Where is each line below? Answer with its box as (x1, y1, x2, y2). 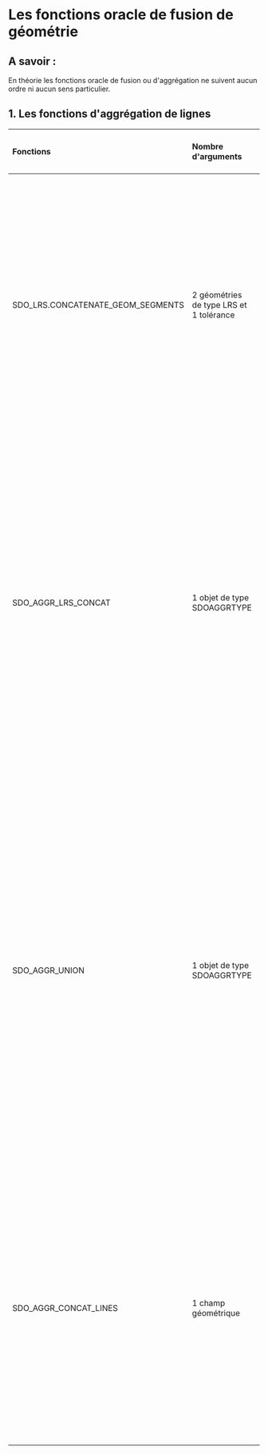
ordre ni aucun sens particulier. (8, 84, 111, 94)
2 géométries (191, 289, 242, 301)
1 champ (191, 1297, 226, 1309)
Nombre (191, 141, 223, 152)
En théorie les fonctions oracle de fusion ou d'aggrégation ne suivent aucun (8, 76, 258, 85)
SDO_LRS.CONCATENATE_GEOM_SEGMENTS (12, 299, 185, 310)
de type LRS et (191, 299, 247, 310)
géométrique (191, 1307, 241, 1318)
